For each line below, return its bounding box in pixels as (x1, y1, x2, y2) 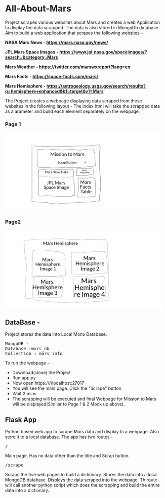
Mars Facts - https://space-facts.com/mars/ (5, 73, 99, 79)
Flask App (5, 415, 37, 424)
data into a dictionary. (5, 488, 49, 494)
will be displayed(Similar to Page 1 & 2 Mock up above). (12, 401, 125, 407)
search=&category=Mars (5, 54, 58, 60)
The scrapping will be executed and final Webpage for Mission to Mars (12, 396, 157, 402)
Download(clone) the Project (12, 369, 71, 376)
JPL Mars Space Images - (5, 49, 59, 55)
